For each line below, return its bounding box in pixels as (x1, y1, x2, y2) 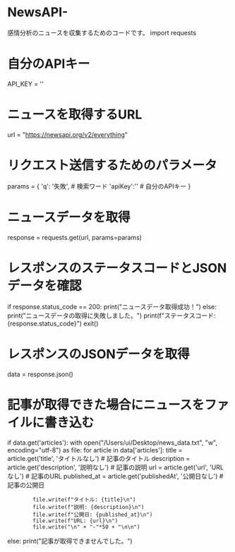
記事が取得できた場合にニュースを (7, 397, 205, 413)
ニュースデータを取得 (7, 209, 131, 225)
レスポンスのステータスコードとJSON (7, 260, 227, 276)
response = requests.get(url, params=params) (7, 233, 143, 241)
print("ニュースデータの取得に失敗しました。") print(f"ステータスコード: (7, 311, 216, 320)
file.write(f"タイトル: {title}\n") (32, 496, 136, 503)
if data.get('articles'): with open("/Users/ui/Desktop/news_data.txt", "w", (7, 438, 217, 447)
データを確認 (7, 277, 83, 294)
